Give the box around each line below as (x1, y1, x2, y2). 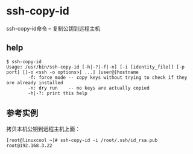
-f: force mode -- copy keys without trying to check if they (28, 74, 188, 81)
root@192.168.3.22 (6, 143, 52, 149)
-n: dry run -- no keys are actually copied (28, 85, 150, 91)
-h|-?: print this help (28, 90, 87, 96)
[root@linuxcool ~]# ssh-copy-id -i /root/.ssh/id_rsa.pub (6, 137, 158, 143)
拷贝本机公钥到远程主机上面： (6, 125, 80, 132)
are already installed (6, 79, 63, 85)
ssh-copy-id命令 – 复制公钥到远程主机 (6, 25, 101, 32)
